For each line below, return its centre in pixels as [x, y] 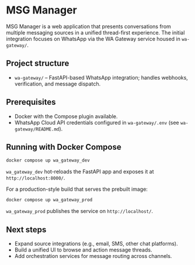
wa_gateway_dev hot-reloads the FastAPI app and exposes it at [80, 172]
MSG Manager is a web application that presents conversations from [88, 26]
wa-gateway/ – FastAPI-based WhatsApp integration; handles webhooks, [101, 77]
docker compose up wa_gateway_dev [48, 161]
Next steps [26, 230]
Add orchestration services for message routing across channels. [93, 256]
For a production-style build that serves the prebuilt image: [77, 189]
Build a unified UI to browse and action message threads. [83, 250]
